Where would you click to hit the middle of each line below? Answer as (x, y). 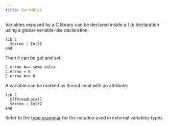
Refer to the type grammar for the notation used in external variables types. (85, 117)
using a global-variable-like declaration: (47, 30)
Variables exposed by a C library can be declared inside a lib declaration (82, 24)
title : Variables (24, 10)
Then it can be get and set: (34, 58)
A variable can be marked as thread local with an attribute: (67, 85)
